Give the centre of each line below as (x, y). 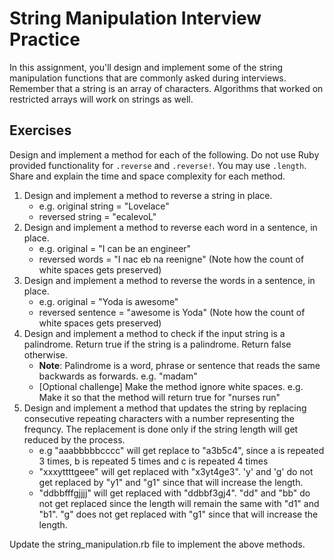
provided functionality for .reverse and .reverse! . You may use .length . (158, 165)
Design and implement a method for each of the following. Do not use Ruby (164, 154)
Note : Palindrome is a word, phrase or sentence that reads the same (179, 365)
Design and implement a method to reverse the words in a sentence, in (169, 280)
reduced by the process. (74, 439)
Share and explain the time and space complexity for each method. (147, 176)
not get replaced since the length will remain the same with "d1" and (179, 503)
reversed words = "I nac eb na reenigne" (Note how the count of (171, 259)
